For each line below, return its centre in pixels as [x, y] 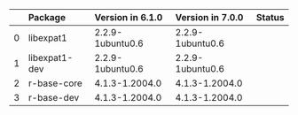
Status [270, 17]
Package [47, 17]
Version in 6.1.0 [129, 17]
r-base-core [55, 83]
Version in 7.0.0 [209, 17]
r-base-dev [54, 98]
